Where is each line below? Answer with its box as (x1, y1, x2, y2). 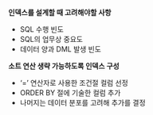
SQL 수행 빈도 (19, 25, 64, 34)
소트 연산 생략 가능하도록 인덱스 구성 (8, 61, 120, 71)
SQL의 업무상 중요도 (19, 35, 84, 44)
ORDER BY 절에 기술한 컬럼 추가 (19, 88, 121, 98)
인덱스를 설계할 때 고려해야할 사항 (8, 8, 112, 17)
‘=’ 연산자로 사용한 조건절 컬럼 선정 (19, 79, 129, 87)
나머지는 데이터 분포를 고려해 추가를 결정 (19, 98, 146, 107)
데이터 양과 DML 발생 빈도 (19, 44, 102, 54)
